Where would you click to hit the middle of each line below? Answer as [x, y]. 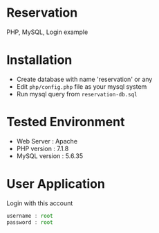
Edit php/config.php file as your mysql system [82, 86]
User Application [56, 184]
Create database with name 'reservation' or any [84, 79]
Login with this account [40, 203]
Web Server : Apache [47, 141]
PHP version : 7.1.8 [43, 148]
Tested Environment [66, 122]
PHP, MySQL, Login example [47, 32]
